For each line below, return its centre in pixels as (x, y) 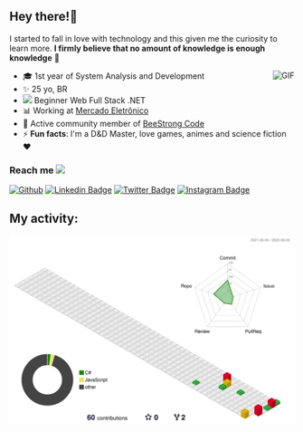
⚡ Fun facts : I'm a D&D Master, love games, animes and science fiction (154, 133)
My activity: (44, 218)
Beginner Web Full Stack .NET (90, 100)
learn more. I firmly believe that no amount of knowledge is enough (137, 48)
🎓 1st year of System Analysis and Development (114, 76)
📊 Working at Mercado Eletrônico (85, 110)
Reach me (32, 170)
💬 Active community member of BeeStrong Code (114, 123)
